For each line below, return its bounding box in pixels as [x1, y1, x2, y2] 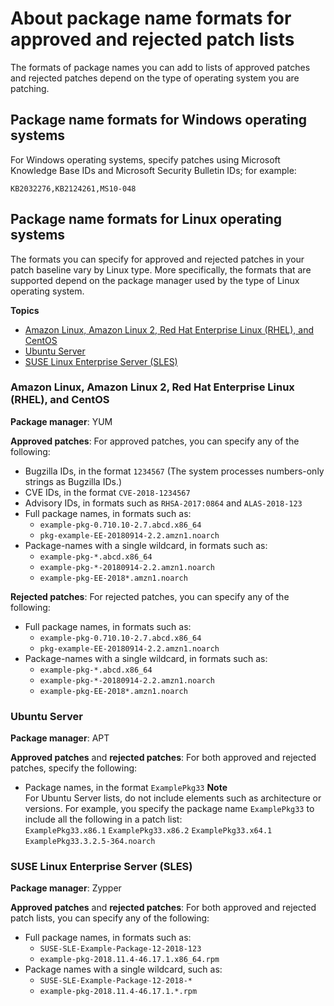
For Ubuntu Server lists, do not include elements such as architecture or [24, 792, 322, 804]
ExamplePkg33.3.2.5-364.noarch [24, 837, 156, 847]
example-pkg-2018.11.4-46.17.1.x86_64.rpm [39, 955, 220, 965]
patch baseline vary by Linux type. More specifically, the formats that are [10, 263, 312, 276]
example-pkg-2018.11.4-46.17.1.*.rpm [39, 987, 198, 997]
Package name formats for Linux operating [10, 211, 283, 228]
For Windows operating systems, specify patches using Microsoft [10, 153, 281, 166]
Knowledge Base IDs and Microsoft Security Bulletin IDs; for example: [10, 164, 297, 176]
